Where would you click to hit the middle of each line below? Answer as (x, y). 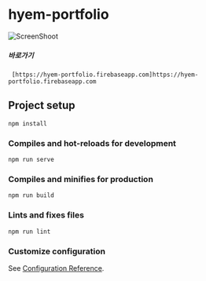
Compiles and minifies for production (81, 179)
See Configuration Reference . (56, 268)
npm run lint (29, 232)
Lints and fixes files (46, 215)
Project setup (42, 106)
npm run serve (31, 160)
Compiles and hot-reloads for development (92, 143)
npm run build (31, 195)
